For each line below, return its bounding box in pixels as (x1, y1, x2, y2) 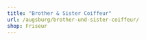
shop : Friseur (7, 22, 48, 29)
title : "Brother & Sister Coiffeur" (7, 9, 112, 17)
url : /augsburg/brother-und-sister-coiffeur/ (7, 16, 139, 23)
